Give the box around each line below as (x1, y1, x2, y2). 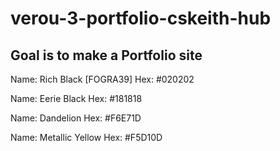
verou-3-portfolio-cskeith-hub (10, 7, 272, 30)
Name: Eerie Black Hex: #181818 (10, 93, 143, 104)
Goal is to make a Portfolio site (10, 47, 203, 64)
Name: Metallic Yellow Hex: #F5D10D (10, 132, 163, 143)
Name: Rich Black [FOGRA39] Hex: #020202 (10, 73, 195, 85)
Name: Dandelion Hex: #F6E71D (10, 112, 142, 124)
